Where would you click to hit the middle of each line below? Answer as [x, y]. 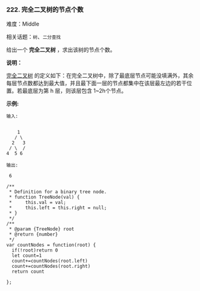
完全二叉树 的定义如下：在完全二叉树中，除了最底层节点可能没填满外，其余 [100, 76]
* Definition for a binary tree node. [58, 192]
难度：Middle [23, 24]
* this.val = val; [38, 203]
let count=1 [27, 256]
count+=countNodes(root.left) [50, 261]
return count [28, 272]
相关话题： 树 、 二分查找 [34, 37]
